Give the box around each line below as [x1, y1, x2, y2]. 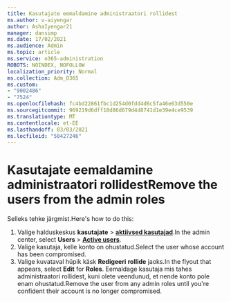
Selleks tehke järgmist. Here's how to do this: [7, 215, 134, 223]
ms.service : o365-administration [7, 55, 104, 62]
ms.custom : [7, 81, 39, 88]
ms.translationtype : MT [7, 113, 76, 120]
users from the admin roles [7, 192, 165, 208]
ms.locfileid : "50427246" [7, 132, 82, 139]
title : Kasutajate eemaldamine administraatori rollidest [7, 10, 178, 17]
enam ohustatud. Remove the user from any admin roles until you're [17, 280, 210, 288]
